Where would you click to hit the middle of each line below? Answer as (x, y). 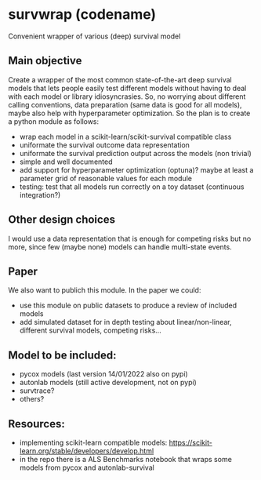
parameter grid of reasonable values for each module (105, 178)
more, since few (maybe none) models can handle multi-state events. (120, 247)
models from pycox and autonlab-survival (87, 467)
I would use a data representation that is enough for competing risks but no (130, 238)
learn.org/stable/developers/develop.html (87, 451)
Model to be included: (62, 355)
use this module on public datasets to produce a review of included (128, 305)
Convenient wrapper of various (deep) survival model (94, 36)
